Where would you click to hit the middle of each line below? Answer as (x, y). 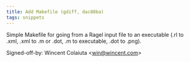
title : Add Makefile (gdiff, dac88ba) (55, 12)
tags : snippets (25, 17)
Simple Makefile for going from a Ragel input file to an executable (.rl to (95, 34)
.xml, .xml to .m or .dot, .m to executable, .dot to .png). (74, 41)
